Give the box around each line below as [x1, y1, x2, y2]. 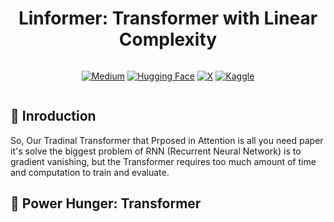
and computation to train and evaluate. [10, 166, 170, 178]
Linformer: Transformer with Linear [18, 7, 318, 30]
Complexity [118, 28, 218, 51]
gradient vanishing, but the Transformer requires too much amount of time [10, 155, 317, 167]
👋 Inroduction [10, 108, 97, 125]
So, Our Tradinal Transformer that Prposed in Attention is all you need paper [10, 134, 324, 146]
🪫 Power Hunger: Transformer [10, 195, 202, 212]
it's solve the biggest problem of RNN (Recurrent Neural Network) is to [10, 145, 302, 157]
